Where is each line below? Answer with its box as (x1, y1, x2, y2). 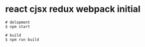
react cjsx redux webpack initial (5, 3, 140, 15)
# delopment (5, 20, 30, 25)
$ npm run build (5, 37, 39, 42)
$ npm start (5, 24, 30, 29)
